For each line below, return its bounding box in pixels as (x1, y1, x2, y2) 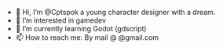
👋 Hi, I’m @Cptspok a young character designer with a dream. (15, 8, 216, 16)
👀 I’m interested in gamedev (15, 16, 107, 25)
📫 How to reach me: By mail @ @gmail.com (15, 33, 159, 42)
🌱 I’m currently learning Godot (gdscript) (15, 24, 147, 33)
